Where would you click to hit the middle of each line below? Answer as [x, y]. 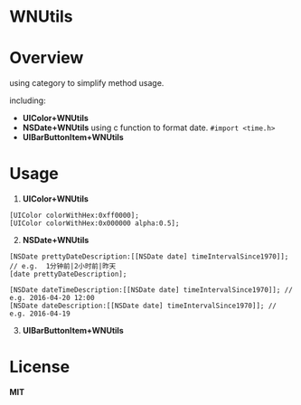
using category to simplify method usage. [87, 83]
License [40, 367]
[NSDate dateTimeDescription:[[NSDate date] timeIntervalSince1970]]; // [151, 290]
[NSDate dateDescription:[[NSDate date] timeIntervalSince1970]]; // [143, 306]
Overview [47, 58]
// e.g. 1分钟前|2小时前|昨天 [63, 267]
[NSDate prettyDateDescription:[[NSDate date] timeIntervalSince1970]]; [149, 257]
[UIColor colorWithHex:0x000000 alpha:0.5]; [94, 223]
